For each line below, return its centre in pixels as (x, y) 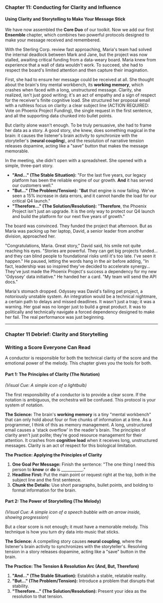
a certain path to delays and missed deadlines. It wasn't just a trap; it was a (80, 302)
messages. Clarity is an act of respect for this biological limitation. (71, 445)
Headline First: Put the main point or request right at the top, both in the (84, 475)
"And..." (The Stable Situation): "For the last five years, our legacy (79, 175)
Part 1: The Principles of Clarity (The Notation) (53, 374)
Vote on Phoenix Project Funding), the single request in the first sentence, (79, 110)
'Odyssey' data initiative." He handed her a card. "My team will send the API (81, 277)
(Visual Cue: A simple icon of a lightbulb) (46, 385)
